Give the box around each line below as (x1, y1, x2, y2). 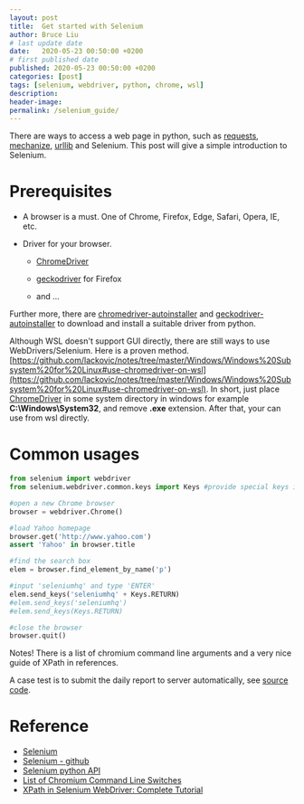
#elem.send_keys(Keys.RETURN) (9, 607, 124, 616)
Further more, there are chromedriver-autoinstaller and (9, 308, 214, 319)
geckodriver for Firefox (35, 273, 122, 285)
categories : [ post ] (9, 72, 83, 81)
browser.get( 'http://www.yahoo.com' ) (9, 532, 152, 541)
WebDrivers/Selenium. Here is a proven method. (9, 345, 190, 356)
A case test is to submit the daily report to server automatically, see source (9, 675, 289, 686)
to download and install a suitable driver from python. (57, 318, 256, 329)
